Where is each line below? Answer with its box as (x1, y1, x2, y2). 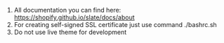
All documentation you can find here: (13, 6, 121, 14)
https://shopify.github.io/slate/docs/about (13, 13, 135, 21)
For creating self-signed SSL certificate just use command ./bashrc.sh (13, 21, 218, 28)
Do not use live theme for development (13, 28, 127, 36)
